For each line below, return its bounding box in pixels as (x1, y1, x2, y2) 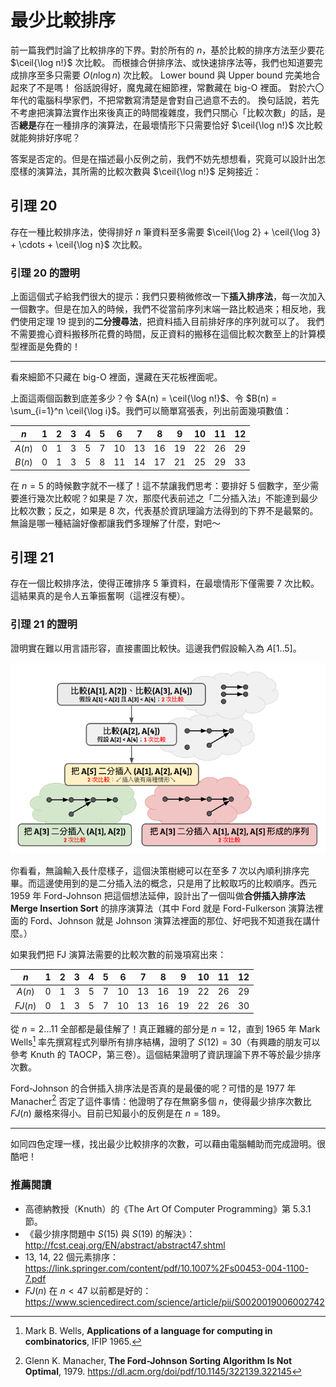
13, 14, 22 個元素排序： (24, 1251, 120, 1263)
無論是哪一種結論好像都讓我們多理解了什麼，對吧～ (10, 517, 221, 529)
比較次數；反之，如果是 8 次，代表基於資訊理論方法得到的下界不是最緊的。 (10, 504, 319, 516)
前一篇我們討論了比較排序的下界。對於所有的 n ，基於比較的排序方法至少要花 (10, 44, 325, 56)
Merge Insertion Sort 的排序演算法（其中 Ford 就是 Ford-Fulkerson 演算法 (10, 902, 315, 914)
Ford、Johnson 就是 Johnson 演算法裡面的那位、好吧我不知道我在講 (29, 914, 312, 926)
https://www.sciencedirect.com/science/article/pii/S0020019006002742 (24, 1296, 325, 1308)
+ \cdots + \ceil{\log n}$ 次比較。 (10, 238, 148, 250)
